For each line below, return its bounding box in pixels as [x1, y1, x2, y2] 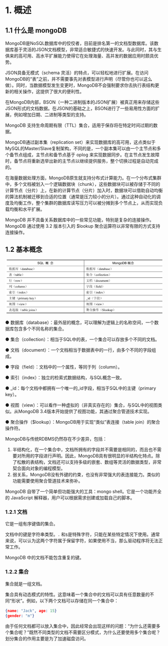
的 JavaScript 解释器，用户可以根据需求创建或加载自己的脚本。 [5, 494, 135, 501]
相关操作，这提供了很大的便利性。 [13, 89, 84, 94]
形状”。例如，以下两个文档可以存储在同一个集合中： [11, 597, 119, 603]
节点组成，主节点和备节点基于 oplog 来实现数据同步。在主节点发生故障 [13, 152, 160, 158]
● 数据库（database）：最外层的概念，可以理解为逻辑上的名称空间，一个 [5, 319, 154, 326]
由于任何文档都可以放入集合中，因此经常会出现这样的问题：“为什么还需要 [5, 623, 156, 629]
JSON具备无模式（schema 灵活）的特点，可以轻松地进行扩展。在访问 [5, 70, 149, 76]
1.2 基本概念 [5, 245, 42, 254]
